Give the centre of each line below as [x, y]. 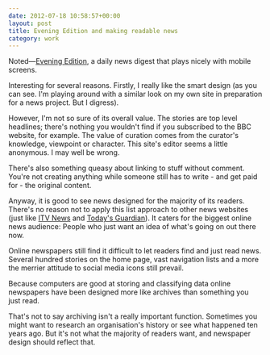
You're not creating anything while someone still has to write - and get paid [133, 177]
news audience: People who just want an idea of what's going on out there [132, 227]
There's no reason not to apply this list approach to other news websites [129, 210]
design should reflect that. [52, 342]
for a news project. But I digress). [64, 102]
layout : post [30, 23]
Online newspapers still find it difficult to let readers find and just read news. [135, 251]
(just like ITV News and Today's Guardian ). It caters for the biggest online [130, 218]
